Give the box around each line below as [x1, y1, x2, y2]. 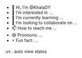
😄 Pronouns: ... [11, 32, 43, 38]
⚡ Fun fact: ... [11, 37, 38, 43]
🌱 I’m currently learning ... [11, 15, 64, 20]
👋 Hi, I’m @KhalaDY [11, 5, 51, 10]
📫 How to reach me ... [11, 25, 57, 31]
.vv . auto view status [4, 48, 47, 54]
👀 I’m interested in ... [11, 10, 53, 15]
